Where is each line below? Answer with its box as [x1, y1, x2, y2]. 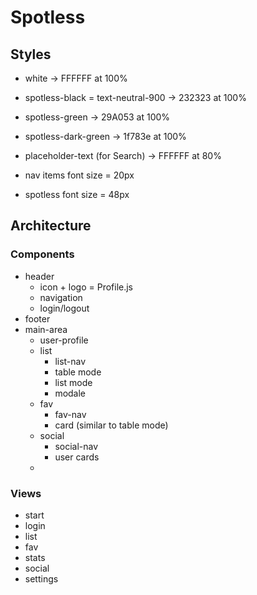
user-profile [39, 334, 89, 346]
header [24, 270, 55, 282]
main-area [24, 323, 68, 335]
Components [10, 247, 75, 261]
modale [54, 387, 87, 399]
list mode [54, 376, 93, 388]
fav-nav [54, 408, 87, 420]
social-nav [54, 440, 99, 452]
